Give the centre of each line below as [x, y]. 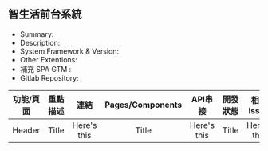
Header [26, 130]
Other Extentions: [48, 59]
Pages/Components [144, 105]
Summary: [37, 34]
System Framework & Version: [69, 51]
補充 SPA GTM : [45, 69]
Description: [40, 42]
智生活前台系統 [45, 14]
